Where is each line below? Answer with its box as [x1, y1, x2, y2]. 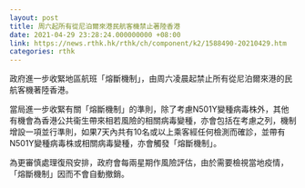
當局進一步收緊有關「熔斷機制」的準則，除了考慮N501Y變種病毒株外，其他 [9, 104, 290, 114]
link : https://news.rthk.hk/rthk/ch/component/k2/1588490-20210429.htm [9, 38, 287, 48]
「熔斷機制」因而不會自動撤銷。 [9, 169, 129, 180]
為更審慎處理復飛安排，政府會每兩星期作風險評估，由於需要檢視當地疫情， [9, 157, 289, 168]
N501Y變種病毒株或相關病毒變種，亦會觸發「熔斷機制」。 [9, 138, 221, 149]
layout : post [9, 13, 59, 23]
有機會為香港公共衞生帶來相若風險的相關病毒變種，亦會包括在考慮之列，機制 [9, 115, 297, 126]
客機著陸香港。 [16, 84, 74, 95]
